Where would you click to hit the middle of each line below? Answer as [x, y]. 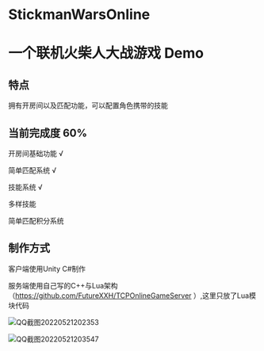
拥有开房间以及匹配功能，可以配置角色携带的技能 [88, 105]
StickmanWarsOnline [79, 15]
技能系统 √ [25, 187]
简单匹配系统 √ [33, 170]
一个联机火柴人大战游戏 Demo [106, 53]
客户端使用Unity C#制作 [47, 269]
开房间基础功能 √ [36, 153]
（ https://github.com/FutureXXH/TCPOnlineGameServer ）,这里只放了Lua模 [132, 296]
